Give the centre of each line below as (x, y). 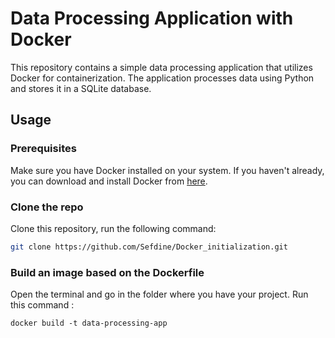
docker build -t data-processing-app (89, 323)
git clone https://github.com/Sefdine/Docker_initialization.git (149, 247)
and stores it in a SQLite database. (81, 88)
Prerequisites (43, 149)
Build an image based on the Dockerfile (107, 272)
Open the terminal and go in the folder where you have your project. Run (159, 294)
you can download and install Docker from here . (109, 181)
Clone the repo (47, 207)
